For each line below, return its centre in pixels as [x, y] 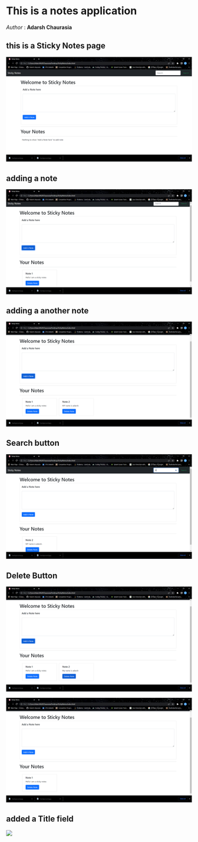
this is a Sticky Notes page [56, 46]
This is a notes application [72, 11]
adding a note [32, 178]
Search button [33, 443]
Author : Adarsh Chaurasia [39, 27]
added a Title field [40, 819]
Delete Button [32, 576]
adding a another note [47, 311]
